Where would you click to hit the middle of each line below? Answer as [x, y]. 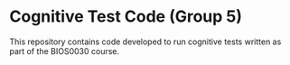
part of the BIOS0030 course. [65, 51]
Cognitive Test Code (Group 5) [126, 17]
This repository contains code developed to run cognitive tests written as [145, 42]
